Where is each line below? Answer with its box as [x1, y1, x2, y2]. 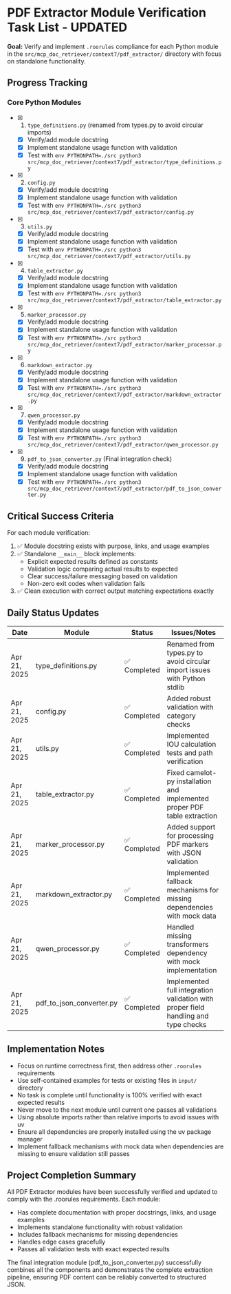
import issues [166, 665, 211, 674]
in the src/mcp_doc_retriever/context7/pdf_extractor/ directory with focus [7, 50, 222, 58]
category [166, 711, 196, 720]
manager [16, 1135, 43, 1143]
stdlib [166, 682, 185, 692]
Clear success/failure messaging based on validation [27, 571, 177, 580]
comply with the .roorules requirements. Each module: [7, 1195, 161, 1204]
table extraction [166, 811, 218, 821]
